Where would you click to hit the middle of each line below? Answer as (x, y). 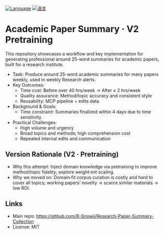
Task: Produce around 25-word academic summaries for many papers (86, 74)
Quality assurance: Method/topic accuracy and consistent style (86, 95)
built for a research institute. (35, 64)
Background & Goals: (34, 106)
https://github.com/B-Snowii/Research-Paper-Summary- (95, 216)
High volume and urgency (47, 128)
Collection (23, 221)
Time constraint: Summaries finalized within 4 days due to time (86, 111)
